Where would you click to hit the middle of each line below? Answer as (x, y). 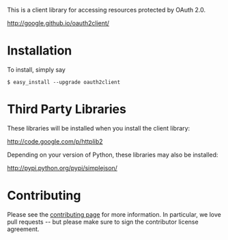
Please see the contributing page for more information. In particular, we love (114, 214)
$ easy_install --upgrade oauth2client (64, 82)
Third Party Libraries (67, 109)
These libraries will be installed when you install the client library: (99, 128)
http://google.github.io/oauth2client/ (58, 23)
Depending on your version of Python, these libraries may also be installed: (113, 155)
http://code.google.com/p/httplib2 (55, 141)
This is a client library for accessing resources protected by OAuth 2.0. (106, 10)
